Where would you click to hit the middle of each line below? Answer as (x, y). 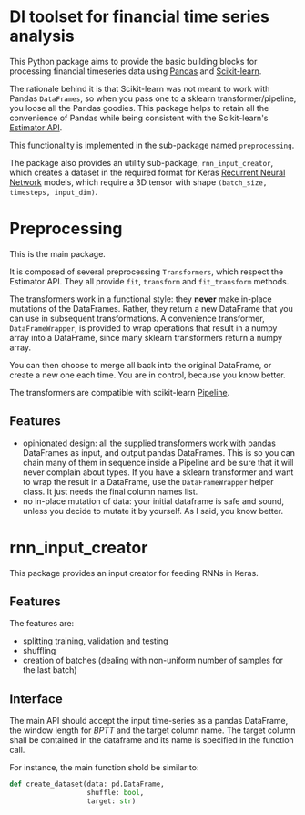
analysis (42, 36)
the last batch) (50, 670)
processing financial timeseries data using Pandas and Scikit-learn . (136, 71)
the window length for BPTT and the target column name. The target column (152, 730)
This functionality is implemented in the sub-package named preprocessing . (152, 145)
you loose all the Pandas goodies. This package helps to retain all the (139, 108)
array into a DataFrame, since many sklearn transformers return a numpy (146, 337)
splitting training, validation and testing (95, 641)
